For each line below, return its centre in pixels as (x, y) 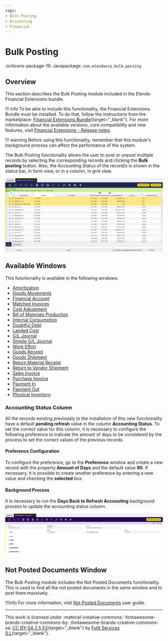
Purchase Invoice (30, 378)
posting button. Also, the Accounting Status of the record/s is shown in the (82, 166)
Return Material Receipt (37, 362)
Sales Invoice (26, 373)
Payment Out (26, 389)
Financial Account (31, 298)
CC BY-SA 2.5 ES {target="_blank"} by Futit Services (66, 627)
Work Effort (24, 346)
